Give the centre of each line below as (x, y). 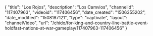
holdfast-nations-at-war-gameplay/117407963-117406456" (64, 28)
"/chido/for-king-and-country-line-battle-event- (100, 23)
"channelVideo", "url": (27, 23)
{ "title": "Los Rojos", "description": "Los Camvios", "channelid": (70, 7)
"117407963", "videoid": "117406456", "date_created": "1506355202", (75, 12)
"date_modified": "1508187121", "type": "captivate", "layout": (66, 18)
